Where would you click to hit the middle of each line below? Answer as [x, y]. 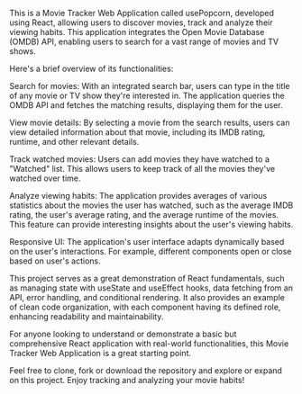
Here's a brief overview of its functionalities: [92, 68]
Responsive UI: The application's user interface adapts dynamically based [147, 242]
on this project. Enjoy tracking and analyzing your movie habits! [127, 380]
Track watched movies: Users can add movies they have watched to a [140, 159]
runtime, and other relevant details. [74, 142]
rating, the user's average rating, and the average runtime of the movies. [144, 215]
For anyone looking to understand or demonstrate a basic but [123, 334]
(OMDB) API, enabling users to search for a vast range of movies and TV [144, 41]
